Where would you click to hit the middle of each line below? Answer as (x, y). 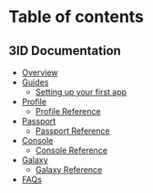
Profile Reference (68, 111)
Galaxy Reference (69, 170)
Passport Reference (72, 131)
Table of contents (76, 17)
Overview (40, 72)
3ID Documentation (65, 51)
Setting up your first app (81, 92)
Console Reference (71, 150)
